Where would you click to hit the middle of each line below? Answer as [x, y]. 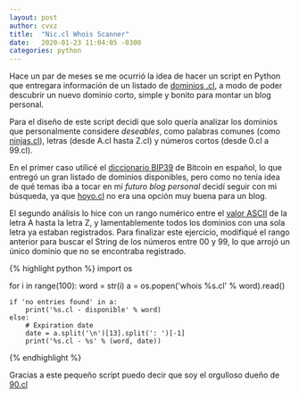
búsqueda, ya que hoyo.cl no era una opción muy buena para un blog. [138, 196]
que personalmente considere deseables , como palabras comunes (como [145, 131]
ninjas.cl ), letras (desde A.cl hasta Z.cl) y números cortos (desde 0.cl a [139, 141]
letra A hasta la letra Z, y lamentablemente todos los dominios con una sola [147, 223]
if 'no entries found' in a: [63, 303]
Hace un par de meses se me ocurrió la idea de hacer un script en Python [145, 76]
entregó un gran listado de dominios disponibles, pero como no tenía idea [145, 177]
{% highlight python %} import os [71, 269]
